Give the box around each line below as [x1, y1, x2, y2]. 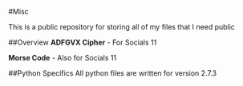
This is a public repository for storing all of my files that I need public [8, 22, 235, 31]
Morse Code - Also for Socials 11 [8, 53, 117, 62]
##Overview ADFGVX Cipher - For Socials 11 [8, 37, 157, 47]
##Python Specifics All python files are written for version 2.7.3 [8, 68, 217, 78]
